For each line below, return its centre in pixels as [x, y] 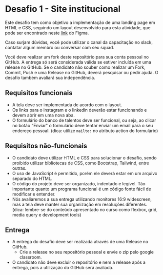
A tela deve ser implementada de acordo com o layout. [67, 105]
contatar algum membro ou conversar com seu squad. [60, 47]
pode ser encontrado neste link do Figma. [47, 33]
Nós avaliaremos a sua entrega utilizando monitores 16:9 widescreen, [82, 199]
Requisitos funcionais [39, 93]
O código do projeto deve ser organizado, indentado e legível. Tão [79, 183]
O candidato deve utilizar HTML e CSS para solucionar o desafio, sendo [84, 157]
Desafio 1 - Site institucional [63, 9]
